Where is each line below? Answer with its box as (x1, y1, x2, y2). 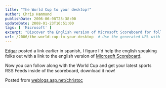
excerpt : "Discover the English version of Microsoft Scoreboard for (5, 30, 152, 35)
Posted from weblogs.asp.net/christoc (5, 77, 83, 83)
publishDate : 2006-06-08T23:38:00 (5, 16, 77, 21)
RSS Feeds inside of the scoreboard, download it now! (5, 67, 116, 73)
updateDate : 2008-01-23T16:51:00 (5, 21, 74, 26)
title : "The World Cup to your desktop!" (5, 7, 92, 12)
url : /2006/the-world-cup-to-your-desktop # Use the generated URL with (5, 35, 161, 40)
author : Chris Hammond (5, 12, 52, 17)
